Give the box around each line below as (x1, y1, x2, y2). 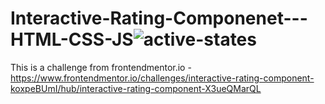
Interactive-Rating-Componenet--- (10, 7, 308, 30)
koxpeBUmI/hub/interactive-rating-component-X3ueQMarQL (10, 82, 262, 94)
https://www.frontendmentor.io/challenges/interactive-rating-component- (10, 72, 315, 84)
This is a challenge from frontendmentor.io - (10, 61, 192, 73)
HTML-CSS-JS (10, 28, 134, 51)
